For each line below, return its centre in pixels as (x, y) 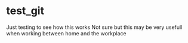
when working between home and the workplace (66, 33)
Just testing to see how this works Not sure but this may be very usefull (94, 27)
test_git (25, 11)
